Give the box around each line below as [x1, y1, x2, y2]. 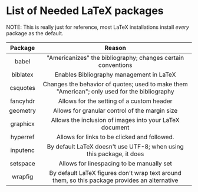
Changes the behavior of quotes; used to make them [42, 80, 188, 88]
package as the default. [6, 29, 64, 36]
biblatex [11, 70, 34, 79]
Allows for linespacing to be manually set [58, 159, 172, 167]
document [101, 123, 130, 132]
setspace [9, 159, 35, 167]
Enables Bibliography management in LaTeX [54, 70, 176, 79]
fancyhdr [9, 97, 35, 105]
